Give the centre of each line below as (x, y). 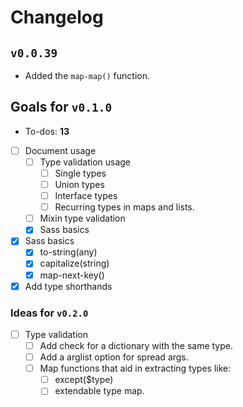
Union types (79, 184)
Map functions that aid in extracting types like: (135, 368)
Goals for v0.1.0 (61, 107)
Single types (80, 173)
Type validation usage (85, 162)
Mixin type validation (82, 218)
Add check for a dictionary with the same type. (136, 345)
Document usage (60, 150)
